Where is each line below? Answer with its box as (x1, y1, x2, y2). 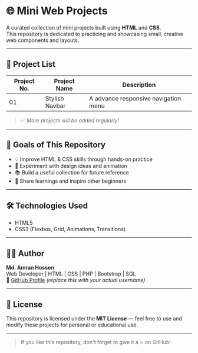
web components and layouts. (6, 37, 80, 44)
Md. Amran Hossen (6, 264, 55, 271)
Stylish (45, 94, 64, 102)
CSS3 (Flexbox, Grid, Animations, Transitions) (14, 226, 126, 233)
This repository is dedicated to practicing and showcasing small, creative (6, 30, 184, 37)
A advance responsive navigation (89, 94, 181, 102)
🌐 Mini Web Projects (6, 4, 108, 18)
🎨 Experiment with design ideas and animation (14, 162, 128, 169)
